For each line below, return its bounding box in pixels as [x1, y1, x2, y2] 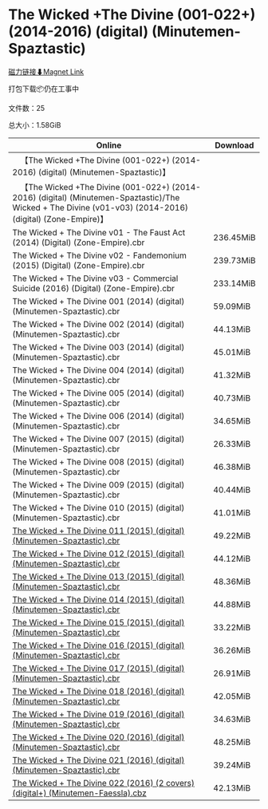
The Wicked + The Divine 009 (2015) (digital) [12, 479, 185, 490]
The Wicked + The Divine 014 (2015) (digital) [12, 594, 185, 605]
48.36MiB [213, 576, 251, 587]
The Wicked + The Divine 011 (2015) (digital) [12, 525, 185, 536]
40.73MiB [213, 393, 251, 404]
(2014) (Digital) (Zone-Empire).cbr [12, 237, 145, 248]
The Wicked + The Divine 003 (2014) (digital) [12, 341, 185, 353]
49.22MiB [213, 530, 251, 541]
